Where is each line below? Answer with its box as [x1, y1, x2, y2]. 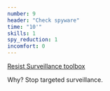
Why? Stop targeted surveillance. [7, 76, 103, 84]
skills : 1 [7, 29, 36, 37]
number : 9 [7, 10, 36, 17]
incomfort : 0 [7, 43, 46, 50]
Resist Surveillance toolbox [7, 62, 85, 70]
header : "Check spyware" [7, 17, 80, 24]
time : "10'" [7, 23, 42, 30]
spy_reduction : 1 [7, 36, 58, 43]
